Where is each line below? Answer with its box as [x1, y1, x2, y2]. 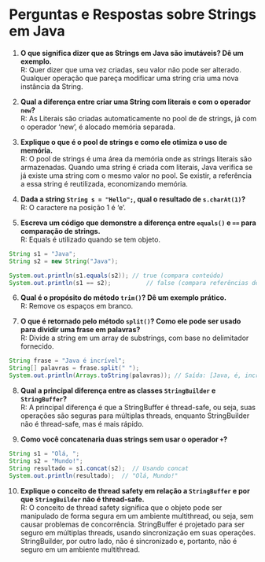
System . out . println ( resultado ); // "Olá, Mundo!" [9, 471, 179, 479]
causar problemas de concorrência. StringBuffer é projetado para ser [20, 519, 245, 529]
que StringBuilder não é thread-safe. [20, 494, 145, 504]
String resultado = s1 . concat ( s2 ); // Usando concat [9, 464, 190, 472]
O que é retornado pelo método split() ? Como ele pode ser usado [20, 316, 241, 326]
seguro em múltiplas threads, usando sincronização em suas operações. [20, 527, 256, 537]
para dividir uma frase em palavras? [20, 325, 141, 335]
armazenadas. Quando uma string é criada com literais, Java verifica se [20, 162, 253, 172]
